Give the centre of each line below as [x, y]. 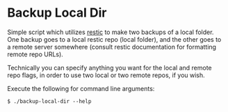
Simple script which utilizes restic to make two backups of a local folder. [111, 32]
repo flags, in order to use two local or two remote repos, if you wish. [106, 75]
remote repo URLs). [35, 54]
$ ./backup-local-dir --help [49, 101]
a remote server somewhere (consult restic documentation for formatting [112, 47]
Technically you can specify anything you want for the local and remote [109, 67]
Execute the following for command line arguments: [81, 88]
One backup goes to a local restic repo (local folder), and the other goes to [114, 39]
